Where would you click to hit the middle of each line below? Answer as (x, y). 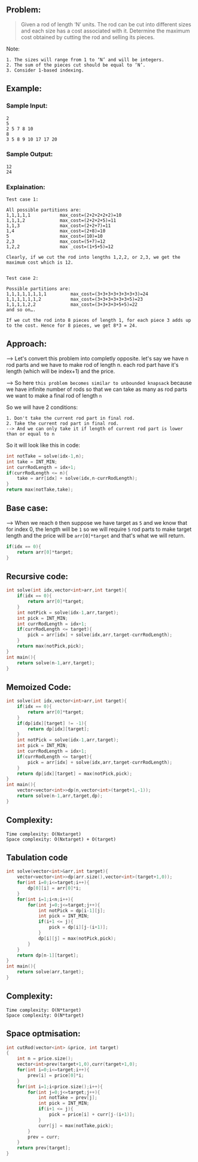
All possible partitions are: (44, 210)
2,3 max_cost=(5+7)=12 (56, 242)
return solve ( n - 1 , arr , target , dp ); (60, 796)
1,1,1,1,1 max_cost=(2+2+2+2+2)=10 (64, 216)
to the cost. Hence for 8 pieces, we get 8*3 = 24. (72, 326)
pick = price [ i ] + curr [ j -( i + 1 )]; (92, 1115)
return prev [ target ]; (44, 1148)
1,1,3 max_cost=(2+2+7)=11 (59, 226)
